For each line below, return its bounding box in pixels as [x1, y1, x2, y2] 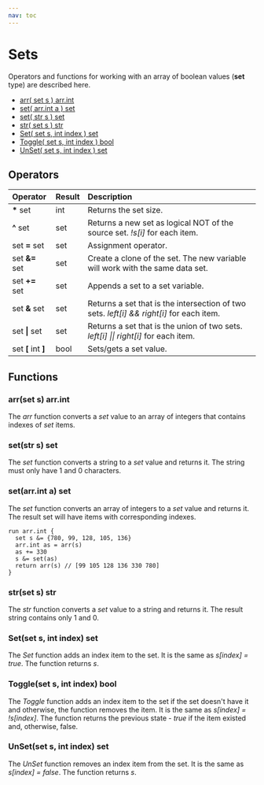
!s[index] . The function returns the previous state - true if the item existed [8, 713, 246, 723]
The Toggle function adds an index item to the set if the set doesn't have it [8, 696, 249, 705]
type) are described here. [8, 80, 91, 89]
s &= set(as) [15, 554, 58, 563]
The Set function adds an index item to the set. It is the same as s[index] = [8, 650, 249, 660]
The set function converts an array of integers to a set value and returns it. [8, 503, 250, 513]
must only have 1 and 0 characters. [8, 466, 122, 476]
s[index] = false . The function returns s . [8, 767, 137, 776]
